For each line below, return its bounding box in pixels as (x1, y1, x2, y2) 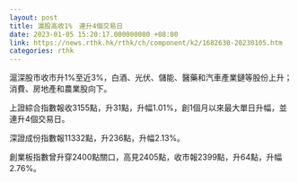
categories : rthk (9, 47, 74, 56)
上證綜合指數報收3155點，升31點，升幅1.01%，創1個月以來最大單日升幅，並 (9, 102, 287, 113)
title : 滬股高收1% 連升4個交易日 (9, 22, 124, 30)
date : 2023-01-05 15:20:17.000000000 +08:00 (9, 30, 179, 39)
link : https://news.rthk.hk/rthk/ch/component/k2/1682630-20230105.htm (9, 38, 283, 48)
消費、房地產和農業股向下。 (9, 83, 112, 94)
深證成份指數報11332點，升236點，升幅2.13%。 (9, 133, 186, 143)
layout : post (9, 13, 58, 22)
